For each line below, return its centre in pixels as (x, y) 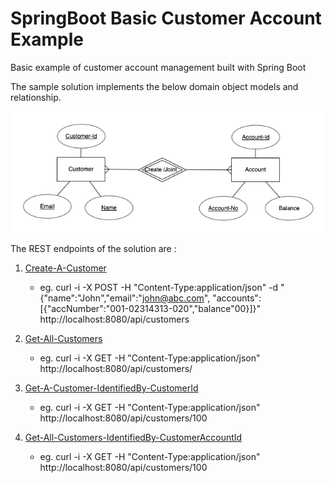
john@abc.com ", (176, 298)
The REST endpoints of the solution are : (93, 249)
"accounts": (237, 298)
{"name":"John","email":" (91, 298)
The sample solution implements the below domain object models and (154, 86)
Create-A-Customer (65, 268)
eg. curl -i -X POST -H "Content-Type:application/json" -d (159, 288)
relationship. (36, 97)
